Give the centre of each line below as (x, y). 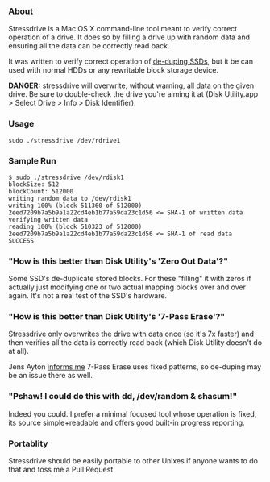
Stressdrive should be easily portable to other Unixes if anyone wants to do (133, 461)
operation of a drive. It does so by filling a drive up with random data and (129, 37)
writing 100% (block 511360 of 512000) (75, 206)
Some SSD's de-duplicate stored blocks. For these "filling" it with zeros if (130, 279)
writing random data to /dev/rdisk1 (70, 198)
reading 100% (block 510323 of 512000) (75, 226)
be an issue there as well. (50, 376)
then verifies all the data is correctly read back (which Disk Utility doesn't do (135, 343)
